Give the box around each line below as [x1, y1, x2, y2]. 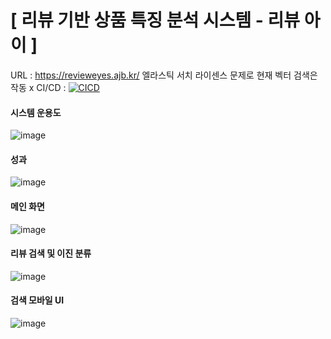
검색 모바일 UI [10, 294, 65, 306]
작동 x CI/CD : [10, 81, 67, 93]
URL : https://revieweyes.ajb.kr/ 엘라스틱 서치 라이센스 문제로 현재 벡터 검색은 [10, 69, 318, 81]
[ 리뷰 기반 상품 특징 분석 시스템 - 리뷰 [10, 9, 301, 32]
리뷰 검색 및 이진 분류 [10, 247, 92, 260]
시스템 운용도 [10, 106, 62, 118]
